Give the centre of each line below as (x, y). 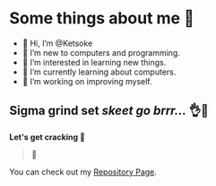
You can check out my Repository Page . (83, 172)
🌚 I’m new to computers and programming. (101, 52)
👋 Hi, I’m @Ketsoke (57, 43)
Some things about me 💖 (102, 18)
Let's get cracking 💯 (47, 137)
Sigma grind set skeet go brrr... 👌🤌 (109, 111)
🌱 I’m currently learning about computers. (99, 72)
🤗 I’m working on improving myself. (87, 81)
